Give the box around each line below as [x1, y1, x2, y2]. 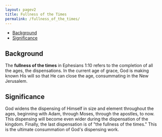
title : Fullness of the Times [5, 12, 67, 17]
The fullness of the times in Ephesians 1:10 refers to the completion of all [5, 63, 153, 68]
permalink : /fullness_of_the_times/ [5, 16, 80, 21]
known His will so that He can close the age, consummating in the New [5, 73, 149, 79]
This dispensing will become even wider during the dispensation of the [5, 116, 148, 122]
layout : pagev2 [5, 7, 36, 12]
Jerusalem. [5, 78, 28, 84]
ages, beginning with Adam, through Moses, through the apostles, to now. [5, 111, 155, 116]
